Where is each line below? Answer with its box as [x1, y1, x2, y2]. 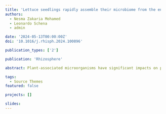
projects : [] [5, 92, 32, 97]
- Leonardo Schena [9, 21, 48, 26]
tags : [5, 74, 16, 79]
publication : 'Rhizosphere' [5, 57, 63, 61]
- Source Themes [9, 79, 43, 84]
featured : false [5, 84, 39, 88]
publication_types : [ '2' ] [5, 48, 58, 53]
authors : [5, 12, 23, 17]
